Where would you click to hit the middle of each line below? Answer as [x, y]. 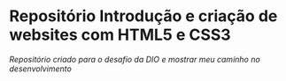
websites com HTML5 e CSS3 [120, 35]
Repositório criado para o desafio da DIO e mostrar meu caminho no [135, 59]
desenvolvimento [41, 69]
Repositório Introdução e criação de [143, 16]
